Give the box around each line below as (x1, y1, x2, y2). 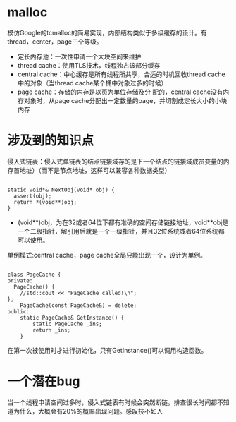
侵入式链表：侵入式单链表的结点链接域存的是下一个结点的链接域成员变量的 (7, 157, 223, 166)
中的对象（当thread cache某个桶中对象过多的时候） (17, 78, 168, 87)
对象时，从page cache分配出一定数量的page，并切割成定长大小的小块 (23, 96, 228, 104)
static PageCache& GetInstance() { (20, 314, 125, 321)
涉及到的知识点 (7, 133, 94, 149)
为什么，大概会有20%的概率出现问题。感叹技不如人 (13, 406, 163, 415)
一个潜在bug (7, 373, 80, 390)
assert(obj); (13, 192, 52, 200)
